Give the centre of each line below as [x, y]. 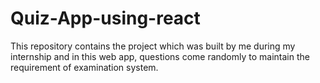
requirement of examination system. [84, 67]
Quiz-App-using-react [105, 18]
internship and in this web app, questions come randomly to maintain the [160, 56]
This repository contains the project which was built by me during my [153, 46]
